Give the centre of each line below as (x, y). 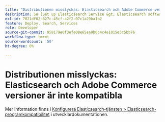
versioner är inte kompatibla (64, 95)
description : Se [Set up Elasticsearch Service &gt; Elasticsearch (76, 14)
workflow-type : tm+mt (27, 37)
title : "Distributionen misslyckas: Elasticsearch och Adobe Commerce (79, 10)
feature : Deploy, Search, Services (41, 23)
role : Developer (22, 28)
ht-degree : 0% (20, 46)
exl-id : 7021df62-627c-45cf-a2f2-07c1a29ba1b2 (54, 19)
